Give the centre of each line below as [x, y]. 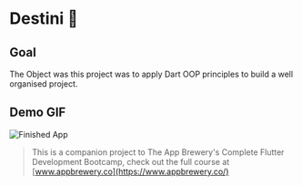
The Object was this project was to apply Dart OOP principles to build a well [151, 74]
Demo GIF [38, 113]
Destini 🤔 [44, 19]
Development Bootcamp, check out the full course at [131, 161]
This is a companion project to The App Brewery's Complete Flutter [158, 152]
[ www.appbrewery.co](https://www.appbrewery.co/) [130, 171]
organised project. [44, 84]
